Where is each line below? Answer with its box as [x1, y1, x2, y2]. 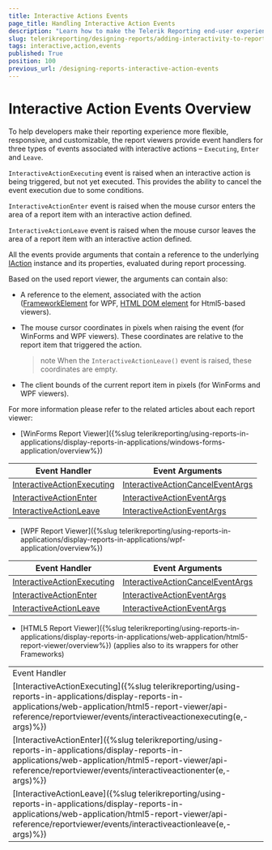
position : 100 [8, 58, 57, 66]
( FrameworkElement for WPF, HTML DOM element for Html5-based [19, 298, 245, 308]
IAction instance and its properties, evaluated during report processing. [8, 258, 247, 268]
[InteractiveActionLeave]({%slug [12, 788, 137, 799]
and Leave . [8, 152, 44, 162]
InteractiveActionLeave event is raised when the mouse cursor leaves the [8, 225, 257, 235]
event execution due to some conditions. [8, 185, 144, 195]
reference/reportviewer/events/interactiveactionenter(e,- [12, 764, 231, 775]
